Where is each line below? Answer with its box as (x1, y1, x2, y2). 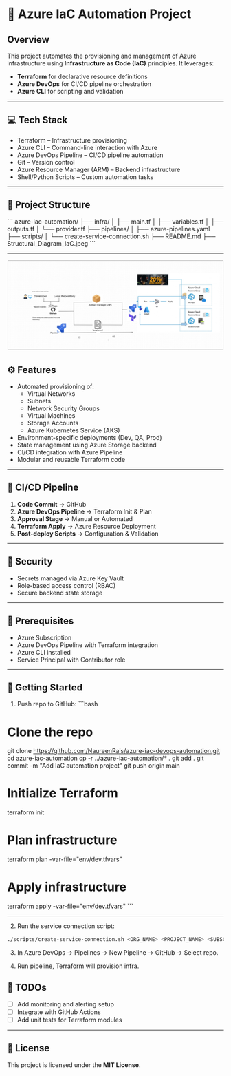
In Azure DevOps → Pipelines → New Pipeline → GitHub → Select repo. (16, 948, 219, 956)
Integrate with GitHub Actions (16, 1008, 101, 1016)
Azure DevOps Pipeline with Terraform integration (16, 640, 159, 649)
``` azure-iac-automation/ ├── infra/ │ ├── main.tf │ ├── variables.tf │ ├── (7, 217, 224, 226)
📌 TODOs (7, 982, 47, 993)
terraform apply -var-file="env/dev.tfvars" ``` (7, 902, 134, 911)
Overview (7, 34, 50, 45)
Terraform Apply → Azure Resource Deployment (16, 522, 156, 530)
